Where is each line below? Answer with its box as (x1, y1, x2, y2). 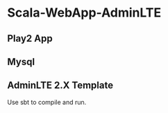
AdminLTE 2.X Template (7, 80, 113, 92)
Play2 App (7, 33, 53, 44)
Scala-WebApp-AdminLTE (7, 5, 162, 21)
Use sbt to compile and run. (7, 98, 87, 106)
